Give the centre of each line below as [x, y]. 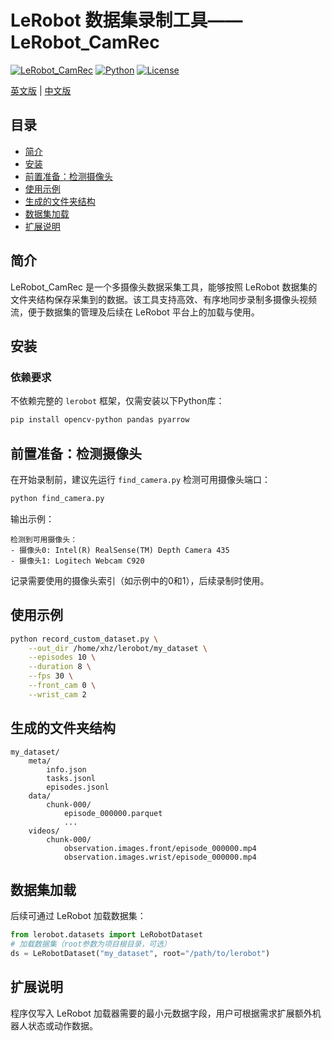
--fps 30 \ [51, 676]
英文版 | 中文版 [41, 90]
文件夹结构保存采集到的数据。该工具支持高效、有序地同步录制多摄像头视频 [163, 299]
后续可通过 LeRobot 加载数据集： [78, 916]
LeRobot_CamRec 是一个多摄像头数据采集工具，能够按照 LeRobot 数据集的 [164, 287]
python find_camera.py [57, 498]
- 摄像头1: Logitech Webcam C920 [77, 561]
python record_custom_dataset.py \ [84, 639]
